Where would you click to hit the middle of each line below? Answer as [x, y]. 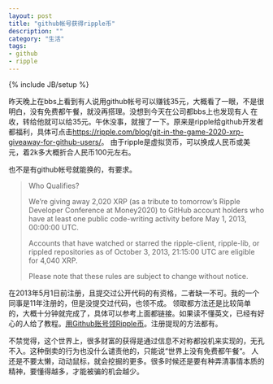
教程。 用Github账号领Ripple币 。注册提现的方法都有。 [133, 323]
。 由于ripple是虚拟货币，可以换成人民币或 [172, 142]
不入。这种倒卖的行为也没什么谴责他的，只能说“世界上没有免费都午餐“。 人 [134, 351]
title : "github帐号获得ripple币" [62, 24]
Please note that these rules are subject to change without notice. [139, 276]
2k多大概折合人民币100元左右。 [82, 152]
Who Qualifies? [54, 185]
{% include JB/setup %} [49, 84]
